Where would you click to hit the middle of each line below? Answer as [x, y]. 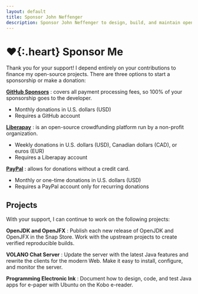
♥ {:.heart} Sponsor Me [65, 52]
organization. [22, 134]
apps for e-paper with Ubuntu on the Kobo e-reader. [70, 285]
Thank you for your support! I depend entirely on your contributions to [91, 68]
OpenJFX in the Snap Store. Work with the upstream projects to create [92, 237]
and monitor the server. [34, 267]
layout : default [26, 11]
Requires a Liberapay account [51, 157]
